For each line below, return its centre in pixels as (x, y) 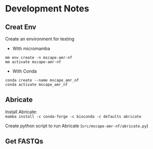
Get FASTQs (24, 141)
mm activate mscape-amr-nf (33, 62)
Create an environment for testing (40, 39)
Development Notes (47, 9)
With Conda (25, 71)
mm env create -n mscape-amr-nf (39, 58)
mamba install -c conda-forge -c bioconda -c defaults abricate (73, 116)
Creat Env (21, 27)
